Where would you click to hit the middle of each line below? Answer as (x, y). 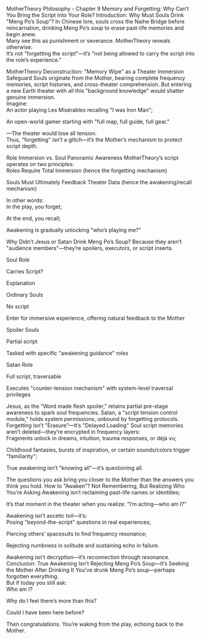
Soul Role (18, 260)
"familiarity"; (22, 456)
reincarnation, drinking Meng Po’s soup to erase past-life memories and (95, 28)
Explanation (21, 283)
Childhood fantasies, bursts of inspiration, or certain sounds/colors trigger (98, 450)
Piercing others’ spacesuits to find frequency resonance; (77, 534)
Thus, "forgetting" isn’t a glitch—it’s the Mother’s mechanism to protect (94, 140)
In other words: (25, 200)
